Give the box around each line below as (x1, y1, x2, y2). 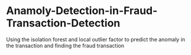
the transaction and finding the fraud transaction (6, 42, 124, 49)
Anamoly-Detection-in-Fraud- (6, 4, 158, 18)
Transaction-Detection (6, 16, 121, 30)
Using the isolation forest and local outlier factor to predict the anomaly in (6, 36, 185, 43)
